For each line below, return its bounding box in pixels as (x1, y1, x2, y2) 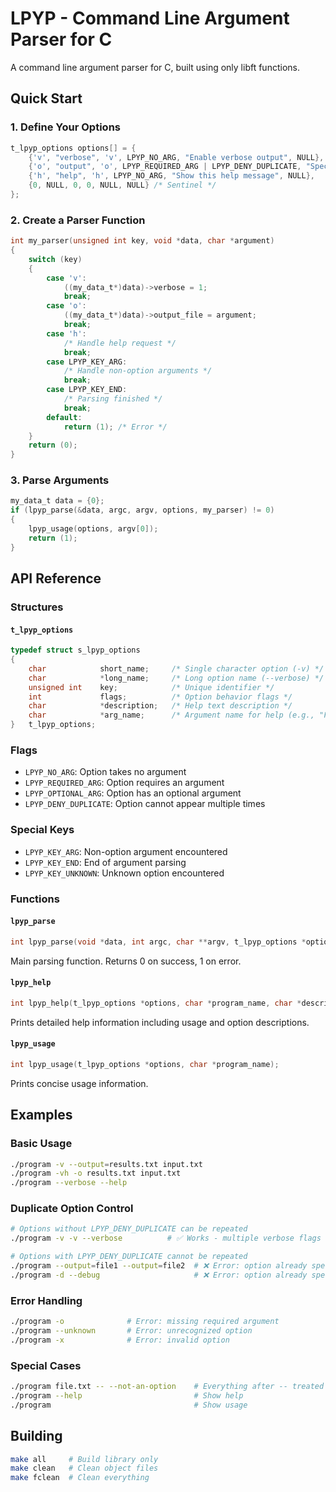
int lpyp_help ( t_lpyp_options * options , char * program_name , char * (10, 998, 302, 1008)
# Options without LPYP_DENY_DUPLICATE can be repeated (10, 1224, 248, 1234)
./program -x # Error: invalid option (10, 1335, 230, 1345)
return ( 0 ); (28, 440, 78, 451)
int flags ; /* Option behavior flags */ (28, 692, 293, 702)
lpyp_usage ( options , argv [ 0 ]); (28, 524, 159, 534)
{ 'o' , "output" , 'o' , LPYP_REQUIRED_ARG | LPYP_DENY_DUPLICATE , (28, 162, 302, 172)
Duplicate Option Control (10, 1202, 134, 1216)
